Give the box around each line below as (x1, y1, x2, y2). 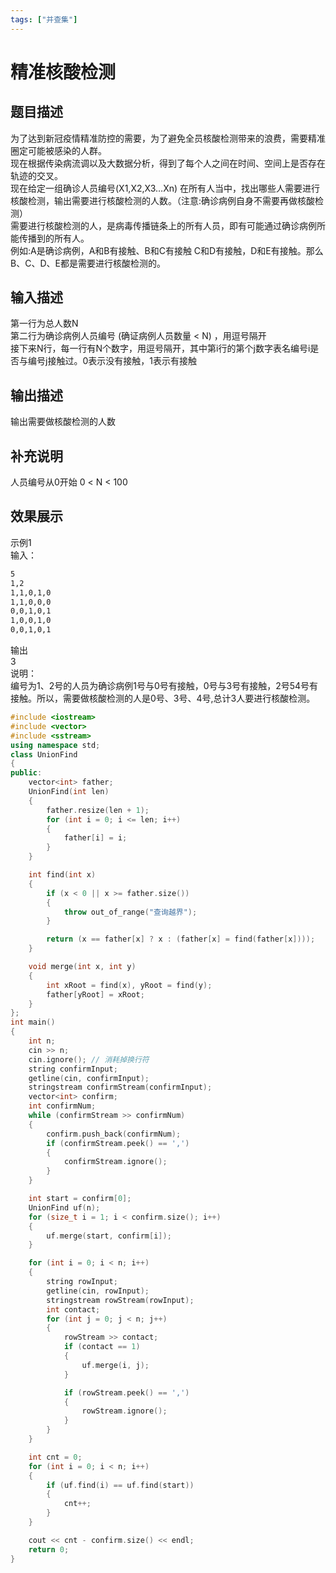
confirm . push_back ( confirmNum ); (46, 1129, 182, 1139)
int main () (10, 1017, 56, 1028)
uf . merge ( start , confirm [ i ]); (46, 1231, 172, 1241)
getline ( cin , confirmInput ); (28, 1073, 150, 1083)
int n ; (28, 1036, 56, 1046)
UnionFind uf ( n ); (28, 1202, 101, 1213)
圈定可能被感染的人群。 (10, 144, 107, 156)
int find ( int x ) (28, 870, 97, 880)
